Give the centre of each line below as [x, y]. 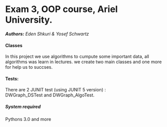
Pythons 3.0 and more [28, 119]
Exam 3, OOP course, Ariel [62, 9]
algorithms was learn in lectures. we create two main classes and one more [83, 62]
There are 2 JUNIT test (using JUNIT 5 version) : [55, 90]
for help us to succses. [29, 67]
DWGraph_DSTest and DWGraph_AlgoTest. [50, 95]
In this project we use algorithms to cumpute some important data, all [77, 57]
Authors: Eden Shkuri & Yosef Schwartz [47, 34]
